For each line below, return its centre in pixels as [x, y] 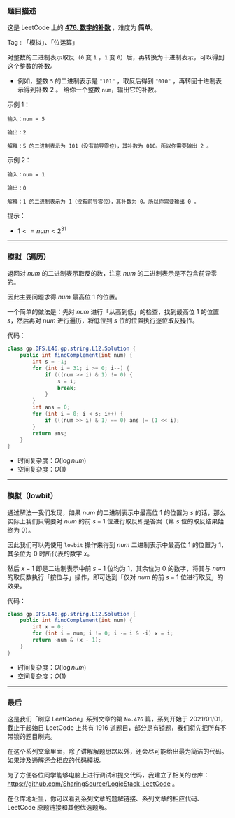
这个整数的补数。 [32, 66]
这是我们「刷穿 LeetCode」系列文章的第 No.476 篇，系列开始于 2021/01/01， [117, 719]
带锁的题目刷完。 [32, 736]
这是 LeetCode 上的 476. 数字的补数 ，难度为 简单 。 [82, 28]
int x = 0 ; [48, 627]
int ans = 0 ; [51, 407]
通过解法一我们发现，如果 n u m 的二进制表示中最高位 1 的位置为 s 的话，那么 [116, 512]
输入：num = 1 [26, 175]
